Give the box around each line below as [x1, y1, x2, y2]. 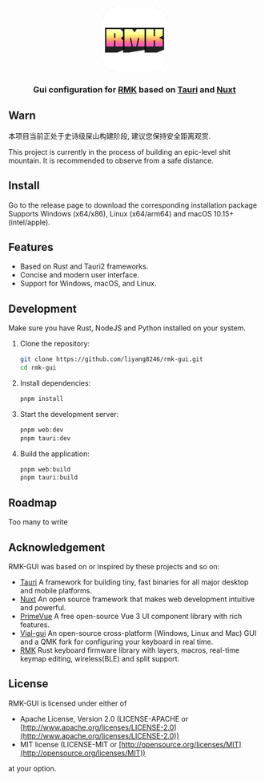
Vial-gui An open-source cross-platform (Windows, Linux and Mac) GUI [19, 628, 257, 637]
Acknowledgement [8, 540, 106, 554]
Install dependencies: [19, 378, 91, 387]
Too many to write [8, 517, 68, 527]
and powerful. [19, 602, 66, 612]
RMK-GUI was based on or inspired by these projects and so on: [8, 561, 220, 571]
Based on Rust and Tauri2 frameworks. [19, 261, 149, 271]
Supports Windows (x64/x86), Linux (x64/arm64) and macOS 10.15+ [8, 208, 235, 218]
